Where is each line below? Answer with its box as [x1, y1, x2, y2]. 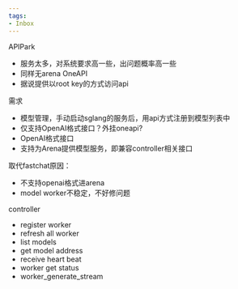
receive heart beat [19, 254, 82, 264]
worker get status [19, 262, 79, 272]
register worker [19, 219, 72, 229]
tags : [8, 11, 27, 20]
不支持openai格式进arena [19, 177, 105, 187]
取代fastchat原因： [8, 160, 71, 170]
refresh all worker [19, 228, 79, 238]
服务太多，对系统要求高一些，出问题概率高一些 [19, 58, 176, 68]
